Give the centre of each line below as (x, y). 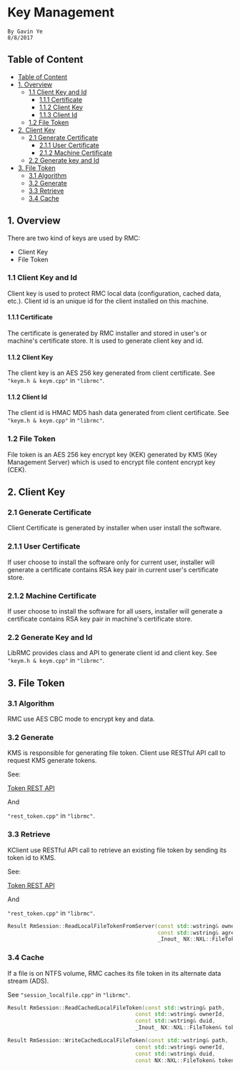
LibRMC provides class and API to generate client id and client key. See (112, 653)
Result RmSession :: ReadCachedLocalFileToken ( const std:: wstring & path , (116, 1008)
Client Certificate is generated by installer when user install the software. (115, 528)
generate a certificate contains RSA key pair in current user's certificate (113, 569)
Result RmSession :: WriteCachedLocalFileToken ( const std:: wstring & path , (118, 1041)
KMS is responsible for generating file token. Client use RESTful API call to (117, 753)
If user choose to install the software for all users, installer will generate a (115, 611)
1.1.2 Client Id (27, 396)
